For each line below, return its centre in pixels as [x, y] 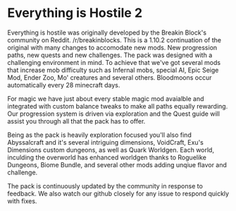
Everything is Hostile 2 [75, 13]
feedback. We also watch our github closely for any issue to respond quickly [118, 193]
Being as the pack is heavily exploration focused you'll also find [99, 135]
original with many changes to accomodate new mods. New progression [112, 47]
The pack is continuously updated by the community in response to [105, 186]
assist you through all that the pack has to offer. [76, 121]
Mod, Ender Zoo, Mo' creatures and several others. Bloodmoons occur [110, 77]
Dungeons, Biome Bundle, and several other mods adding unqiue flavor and [117, 164]
